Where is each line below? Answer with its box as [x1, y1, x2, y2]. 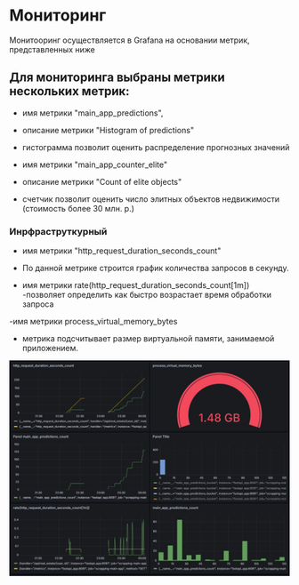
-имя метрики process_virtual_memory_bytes [9, 317, 178, 327]
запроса [21, 299, 54, 309]
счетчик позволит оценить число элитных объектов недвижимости [21, 193, 280, 204]
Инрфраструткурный [9, 225, 108, 237]
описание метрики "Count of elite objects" [21, 176, 182, 187]
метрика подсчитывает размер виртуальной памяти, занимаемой [21, 333, 275, 344]
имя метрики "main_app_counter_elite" [21, 159, 168, 170]
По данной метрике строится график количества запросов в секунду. [21, 263, 289, 274]
